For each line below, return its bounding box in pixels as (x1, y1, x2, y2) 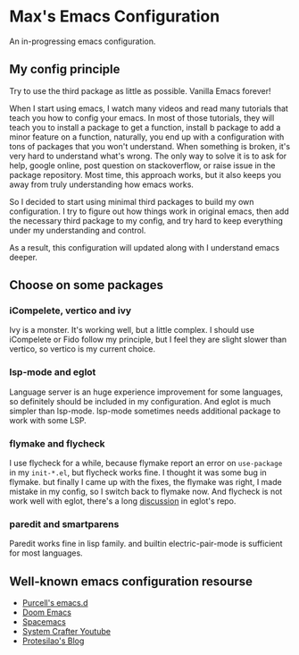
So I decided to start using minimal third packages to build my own (9, 196, 254, 207)
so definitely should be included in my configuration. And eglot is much (9, 396, 271, 406)
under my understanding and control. (9, 225, 146, 235)
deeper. (9, 251, 38, 262)
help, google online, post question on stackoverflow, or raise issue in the (9, 159, 276, 171)
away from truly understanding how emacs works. (9, 179, 195, 190)
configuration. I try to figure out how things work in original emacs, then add (9, 206, 290, 217)
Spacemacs (21, 617, 67, 627)
